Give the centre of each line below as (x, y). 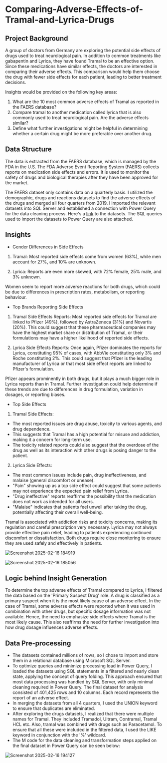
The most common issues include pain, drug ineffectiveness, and (80, 475)
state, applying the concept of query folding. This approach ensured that (87, 676)
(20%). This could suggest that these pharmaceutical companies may (84, 327)
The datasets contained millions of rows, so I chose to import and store (85, 655)
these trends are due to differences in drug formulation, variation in (74, 389)
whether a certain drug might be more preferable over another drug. (83, 133)
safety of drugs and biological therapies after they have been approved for (82, 177)
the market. (17, 182)
